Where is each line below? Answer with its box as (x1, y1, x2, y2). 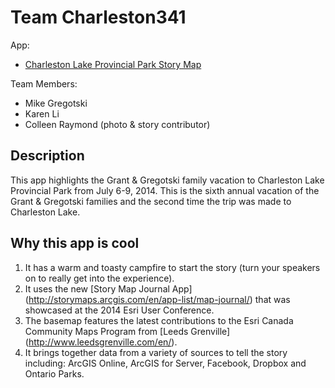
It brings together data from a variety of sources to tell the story (24, 346, 288, 358)
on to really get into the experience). (24, 272, 175, 284)
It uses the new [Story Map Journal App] (24, 282, 193, 295)
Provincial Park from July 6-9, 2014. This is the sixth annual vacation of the (10, 184, 320, 196)
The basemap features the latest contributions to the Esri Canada (24, 314, 294, 326)
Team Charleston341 (10, 6, 187, 29)
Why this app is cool (10, 235, 140, 252)
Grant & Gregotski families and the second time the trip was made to (10, 195, 292, 207)
